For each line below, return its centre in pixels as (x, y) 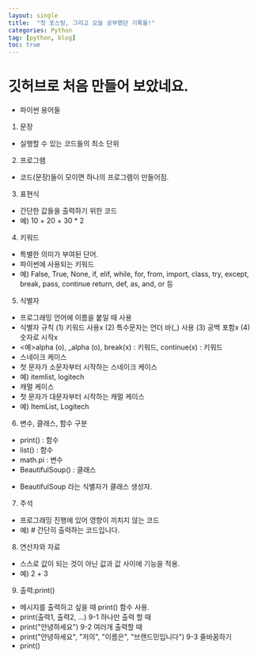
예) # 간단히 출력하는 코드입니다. (70, 530)
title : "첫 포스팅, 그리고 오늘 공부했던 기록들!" (82, 23)
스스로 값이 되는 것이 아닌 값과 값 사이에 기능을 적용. (100, 564)
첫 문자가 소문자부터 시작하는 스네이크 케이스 (89, 367)
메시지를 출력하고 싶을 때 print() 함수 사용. (85, 607)
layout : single (33, 15)
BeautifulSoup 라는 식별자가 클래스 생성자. (86, 486)
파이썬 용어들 (40, 110)
